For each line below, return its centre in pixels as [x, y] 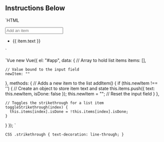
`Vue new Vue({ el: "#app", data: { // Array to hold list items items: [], [76, 60]
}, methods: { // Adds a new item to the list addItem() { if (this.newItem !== [81, 83]
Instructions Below [35, 8]
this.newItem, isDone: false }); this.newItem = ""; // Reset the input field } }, [82, 93]
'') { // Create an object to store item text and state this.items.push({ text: [80, 88]
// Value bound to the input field [42, 69]
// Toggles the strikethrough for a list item [54, 103]
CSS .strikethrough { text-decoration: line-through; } [64, 134]
